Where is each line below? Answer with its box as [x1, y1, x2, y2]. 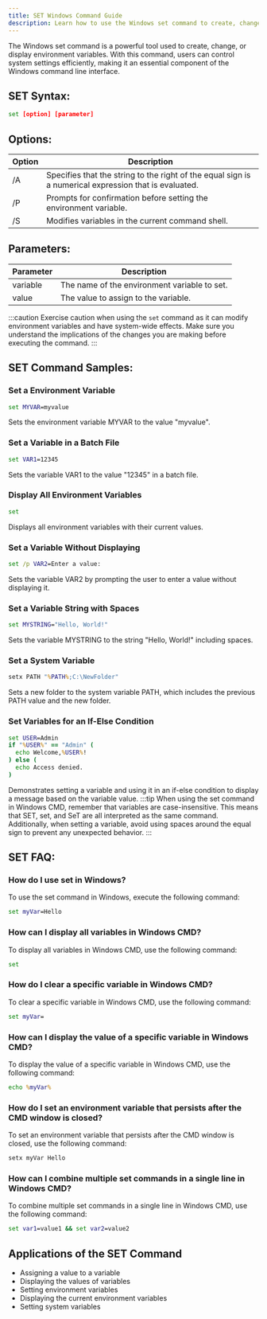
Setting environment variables [19, 1285, 118, 1294]
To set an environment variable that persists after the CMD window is [8, 1130, 234, 1140]
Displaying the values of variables [19, 1277, 131, 1286]
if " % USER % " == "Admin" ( [8, 741, 94, 749]
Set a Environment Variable [8, 385, 115, 396]
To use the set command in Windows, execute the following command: [8, 892, 240, 902]
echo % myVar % [8, 1083, 52, 1091]
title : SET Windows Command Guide [8, 11, 123, 20]
